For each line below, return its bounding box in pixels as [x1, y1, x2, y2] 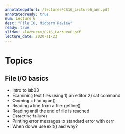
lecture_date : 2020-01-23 [5, 34, 57, 39]
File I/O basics [5, 74, 49, 83]
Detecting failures [12, 113, 47, 119]
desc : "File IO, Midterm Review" [5, 20, 73, 26]
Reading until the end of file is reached [12, 108, 90, 114]
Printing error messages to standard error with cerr [12, 118, 114, 124]
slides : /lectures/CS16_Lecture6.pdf [5, 30, 81, 34]
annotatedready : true [5, 12, 49, 17]
